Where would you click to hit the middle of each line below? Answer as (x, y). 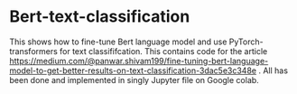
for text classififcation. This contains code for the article (164, 51)
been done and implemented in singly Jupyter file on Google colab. (134, 80)
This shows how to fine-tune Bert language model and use (118, 42)
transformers (34, 51)
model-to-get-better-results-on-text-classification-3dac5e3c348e (133, 70)
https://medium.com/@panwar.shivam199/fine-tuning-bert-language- (139, 61)
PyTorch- (246, 42)
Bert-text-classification (100, 17)
